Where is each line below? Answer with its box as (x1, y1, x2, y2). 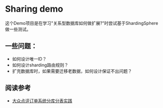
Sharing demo (5, 3, 63, 15)
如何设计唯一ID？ (12, 56, 47, 62)
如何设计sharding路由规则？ (12, 62, 69, 68)
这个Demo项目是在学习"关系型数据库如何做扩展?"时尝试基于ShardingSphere (5, 20, 159, 26)
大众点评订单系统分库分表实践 (12, 98, 72, 104)
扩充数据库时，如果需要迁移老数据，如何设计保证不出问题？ (12, 68, 132, 74)
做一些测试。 (5, 26, 31, 32)
